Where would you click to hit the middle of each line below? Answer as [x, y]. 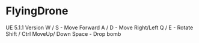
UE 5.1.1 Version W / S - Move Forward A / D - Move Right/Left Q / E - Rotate [99, 27]
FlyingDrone [37, 11]
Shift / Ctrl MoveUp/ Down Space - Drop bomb [63, 33]
